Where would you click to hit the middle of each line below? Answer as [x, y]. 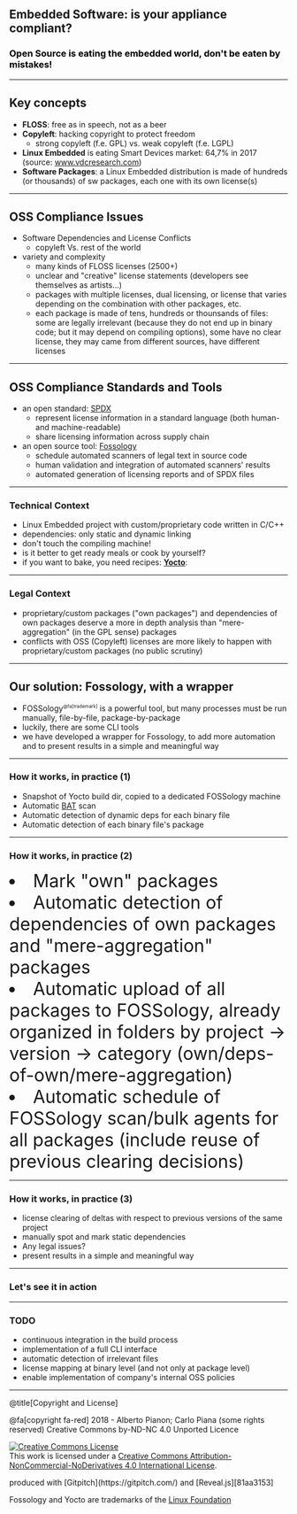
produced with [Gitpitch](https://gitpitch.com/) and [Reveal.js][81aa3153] [141, 1483]
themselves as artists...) [78, 285]
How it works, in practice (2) [71, 855]
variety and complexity [64, 257]
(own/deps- [225, 1054]
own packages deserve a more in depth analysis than [119, 622]
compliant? [41, 29]
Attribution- [211, 1456]
